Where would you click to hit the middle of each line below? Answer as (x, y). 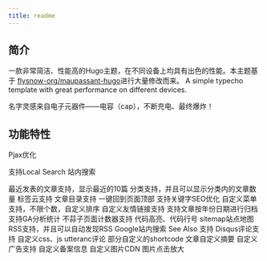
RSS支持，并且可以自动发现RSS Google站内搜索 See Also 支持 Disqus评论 (130, 229)
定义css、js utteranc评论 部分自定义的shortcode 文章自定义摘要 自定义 (141, 239)
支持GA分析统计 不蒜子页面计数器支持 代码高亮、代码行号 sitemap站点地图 (131, 219)
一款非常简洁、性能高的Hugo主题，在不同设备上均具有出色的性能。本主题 (129, 71)
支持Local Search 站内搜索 (52, 172)
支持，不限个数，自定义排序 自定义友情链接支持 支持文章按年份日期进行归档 (133, 209)
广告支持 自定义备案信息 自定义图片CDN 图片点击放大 (96, 249)
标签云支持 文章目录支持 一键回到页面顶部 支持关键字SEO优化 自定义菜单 (137, 199)
